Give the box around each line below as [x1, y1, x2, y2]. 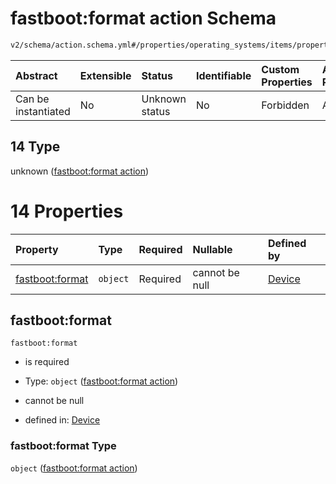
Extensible [79, 68, 132, 82]
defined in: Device [24, 414, 101, 426]
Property [15, 242, 59, 256]
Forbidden [261, 98, 310, 112]
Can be [15, 92, 50, 106]
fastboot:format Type [10, 439, 117, 453]
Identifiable [195, 68, 252, 82]
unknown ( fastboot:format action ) [10, 165, 150, 177]
